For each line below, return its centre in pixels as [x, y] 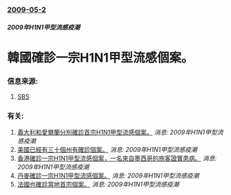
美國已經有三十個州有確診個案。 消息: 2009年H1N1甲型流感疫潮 [107, 150]
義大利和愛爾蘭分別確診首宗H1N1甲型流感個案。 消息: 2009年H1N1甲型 [117, 133]
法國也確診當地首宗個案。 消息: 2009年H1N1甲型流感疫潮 [98, 185]
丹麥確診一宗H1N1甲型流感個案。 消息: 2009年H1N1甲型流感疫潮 [108, 176]
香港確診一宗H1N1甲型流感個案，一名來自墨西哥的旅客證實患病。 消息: [117, 158]
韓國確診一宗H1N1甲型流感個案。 [100, 58]
